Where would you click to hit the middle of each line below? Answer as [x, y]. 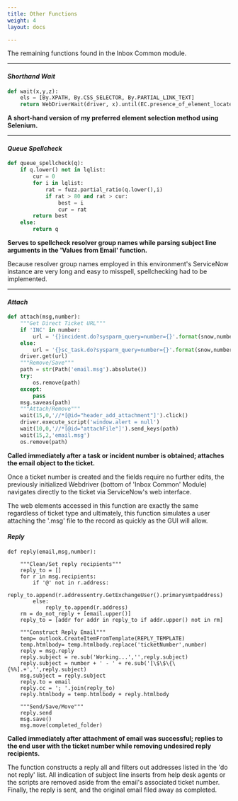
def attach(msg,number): [44, 317]
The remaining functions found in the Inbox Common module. [97, 53]
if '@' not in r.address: [71, 583]
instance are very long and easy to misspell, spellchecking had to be [107, 272]
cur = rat [72, 210]
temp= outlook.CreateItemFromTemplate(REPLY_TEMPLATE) [103, 638]
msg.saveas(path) [46, 402]
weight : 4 [22, 21]
